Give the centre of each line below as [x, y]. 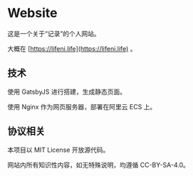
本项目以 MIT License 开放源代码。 [58, 150]
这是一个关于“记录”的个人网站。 [54, 33]
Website [32, 13]
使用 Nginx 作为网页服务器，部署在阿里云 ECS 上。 [82, 106]
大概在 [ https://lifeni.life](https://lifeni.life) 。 [72, 48]
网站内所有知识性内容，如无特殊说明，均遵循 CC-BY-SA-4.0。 [99, 165]
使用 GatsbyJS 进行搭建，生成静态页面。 [67, 92]
